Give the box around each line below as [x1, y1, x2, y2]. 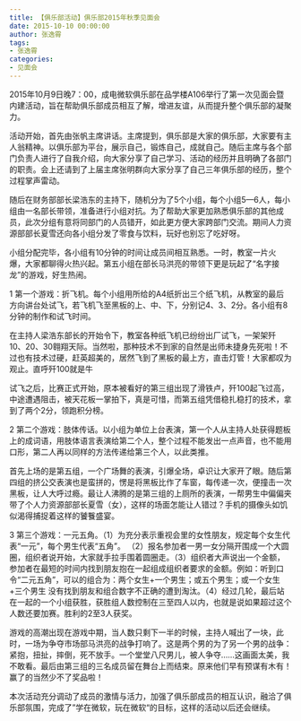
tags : [9, 38, 30, 48]
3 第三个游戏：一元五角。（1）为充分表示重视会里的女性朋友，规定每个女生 [9, 529, 283, 540]
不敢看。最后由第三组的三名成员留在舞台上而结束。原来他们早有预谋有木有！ [9, 660, 292, 671]
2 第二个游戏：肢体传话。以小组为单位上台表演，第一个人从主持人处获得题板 [9, 423, 291, 435]
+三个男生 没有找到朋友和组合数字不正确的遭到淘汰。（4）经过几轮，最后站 [9, 585, 285, 596]
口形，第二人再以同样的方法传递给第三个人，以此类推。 [9, 446, 213, 457]
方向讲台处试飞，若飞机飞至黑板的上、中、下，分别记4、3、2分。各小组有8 [9, 300, 288, 310]
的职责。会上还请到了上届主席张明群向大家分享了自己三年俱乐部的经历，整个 [9, 163, 292, 175]
